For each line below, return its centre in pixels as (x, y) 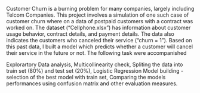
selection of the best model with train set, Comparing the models (86, 77)
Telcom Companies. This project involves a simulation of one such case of (98, 15)
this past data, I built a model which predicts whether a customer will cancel (99, 46)
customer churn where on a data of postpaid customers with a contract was (100, 21)
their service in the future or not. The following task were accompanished (96, 53)
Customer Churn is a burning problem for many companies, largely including (100, 9)
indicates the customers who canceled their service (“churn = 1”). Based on (99, 40)
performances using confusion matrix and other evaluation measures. (92, 83)
